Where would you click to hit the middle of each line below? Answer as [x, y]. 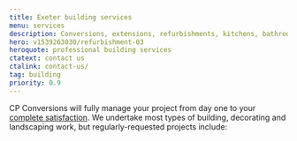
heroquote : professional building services [91, 50]
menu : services [37, 26]
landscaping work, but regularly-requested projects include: [118, 126]
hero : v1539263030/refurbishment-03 [76, 42]
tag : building [35, 75]
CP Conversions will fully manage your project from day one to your [133, 108]
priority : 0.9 [35, 83]
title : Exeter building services [71, 17]
